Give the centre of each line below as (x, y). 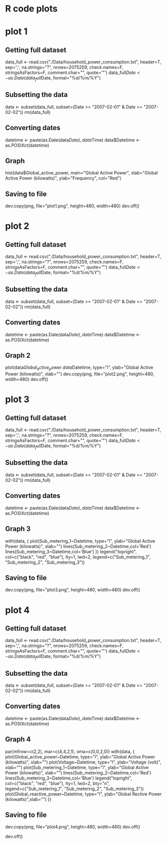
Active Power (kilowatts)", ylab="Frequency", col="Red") (63, 178)
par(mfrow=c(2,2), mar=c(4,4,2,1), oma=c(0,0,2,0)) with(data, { (70, 751)
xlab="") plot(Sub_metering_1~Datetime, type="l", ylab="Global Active (77, 767)
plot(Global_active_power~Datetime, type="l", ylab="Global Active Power (80, 757)
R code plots (31, 9)
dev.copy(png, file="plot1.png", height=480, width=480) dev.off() (72, 206)
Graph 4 (18, 739)
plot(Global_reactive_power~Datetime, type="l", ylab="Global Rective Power (83, 794)
